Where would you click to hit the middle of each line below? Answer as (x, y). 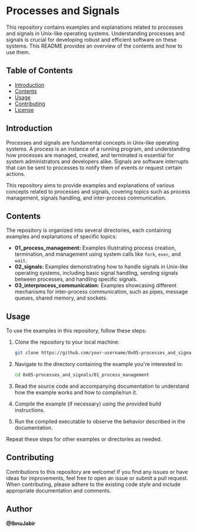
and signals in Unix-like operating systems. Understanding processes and (96, 33)
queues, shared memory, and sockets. (61, 298)
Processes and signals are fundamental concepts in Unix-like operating (93, 142)
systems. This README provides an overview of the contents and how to (94, 46)
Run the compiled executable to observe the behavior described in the (100, 421)
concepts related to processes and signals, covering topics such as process (98, 191)
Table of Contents (40, 71)
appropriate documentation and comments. (59, 490)
